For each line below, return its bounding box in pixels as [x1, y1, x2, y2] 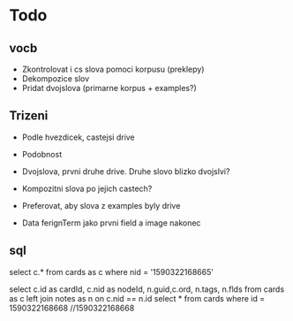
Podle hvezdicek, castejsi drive [21, 132, 135, 142]
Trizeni [9, 108, 49, 124]
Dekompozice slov [21, 73, 90, 84]
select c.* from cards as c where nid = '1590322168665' [9, 266, 214, 277]
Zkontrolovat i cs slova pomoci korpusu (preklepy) [21, 64, 205, 74]
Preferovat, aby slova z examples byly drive [21, 200, 181, 210]
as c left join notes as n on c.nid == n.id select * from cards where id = [9, 293, 266, 303]
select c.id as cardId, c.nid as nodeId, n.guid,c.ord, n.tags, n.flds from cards [9, 284, 285, 294]
